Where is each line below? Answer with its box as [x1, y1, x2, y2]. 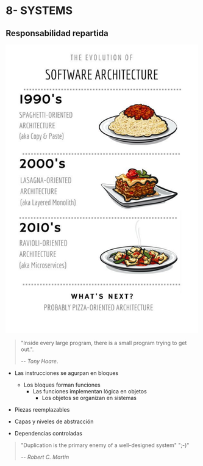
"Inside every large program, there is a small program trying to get [20, 340, 187, 346]
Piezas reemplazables [14, 406, 70, 413]
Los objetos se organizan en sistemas [41, 395, 137, 401]
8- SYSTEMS [5, 4, 73, 18]
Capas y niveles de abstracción [14, 418, 94, 425]
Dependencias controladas [14, 430, 83, 437]
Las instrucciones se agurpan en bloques [14, 370, 119, 376]
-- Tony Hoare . [20, 358, 59, 365]
